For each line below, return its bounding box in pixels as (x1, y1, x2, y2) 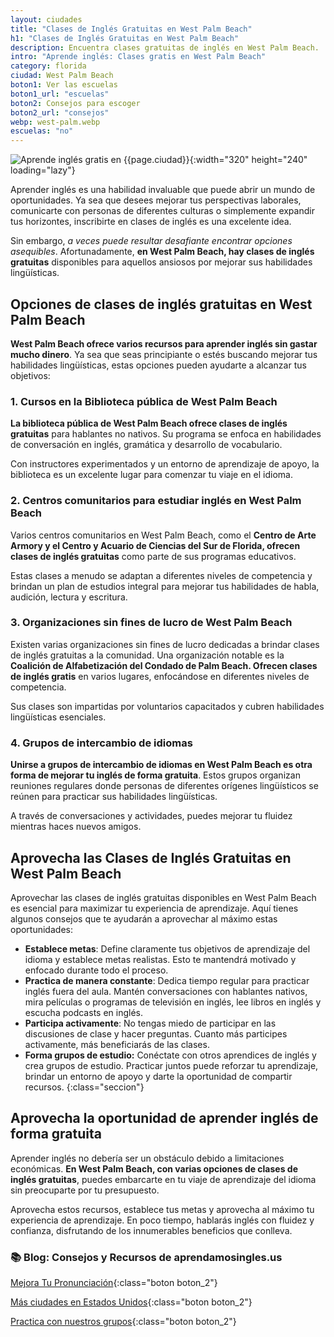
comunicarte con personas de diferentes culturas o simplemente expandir (10, 205, 315, 217)
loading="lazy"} (10, 164, 76, 176)
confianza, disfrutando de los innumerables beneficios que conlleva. (10, 1224, 293, 1236)
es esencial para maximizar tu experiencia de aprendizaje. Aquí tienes (10, 902, 299, 914)
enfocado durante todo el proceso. (24, 964, 169, 976)
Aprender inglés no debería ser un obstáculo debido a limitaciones (10, 1152, 285, 1164)
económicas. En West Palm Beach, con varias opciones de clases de (10, 1162, 298, 1175)
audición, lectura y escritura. (10, 591, 128, 603)
